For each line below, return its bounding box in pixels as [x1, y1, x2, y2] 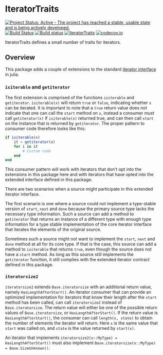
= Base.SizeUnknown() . [5, 345, 50, 351]
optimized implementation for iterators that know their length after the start [5, 294, 157, 300]
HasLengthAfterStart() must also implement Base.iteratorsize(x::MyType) [5, 339, 156, 346]
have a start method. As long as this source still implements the [5, 251, 134, 257]
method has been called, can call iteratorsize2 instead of [5, 299, 122, 305]
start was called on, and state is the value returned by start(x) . [5, 325, 135, 331]
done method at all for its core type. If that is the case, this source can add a [5, 241, 157, 247]
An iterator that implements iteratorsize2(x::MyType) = [5, 335, 118, 340]
